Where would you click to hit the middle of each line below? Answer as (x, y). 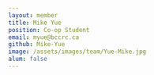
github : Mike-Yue (37, 45)
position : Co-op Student (49, 30)
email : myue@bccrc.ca (44, 37)
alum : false (28, 59)
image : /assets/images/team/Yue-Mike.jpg (77, 52)
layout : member (33, 15)
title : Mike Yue (35, 23)
